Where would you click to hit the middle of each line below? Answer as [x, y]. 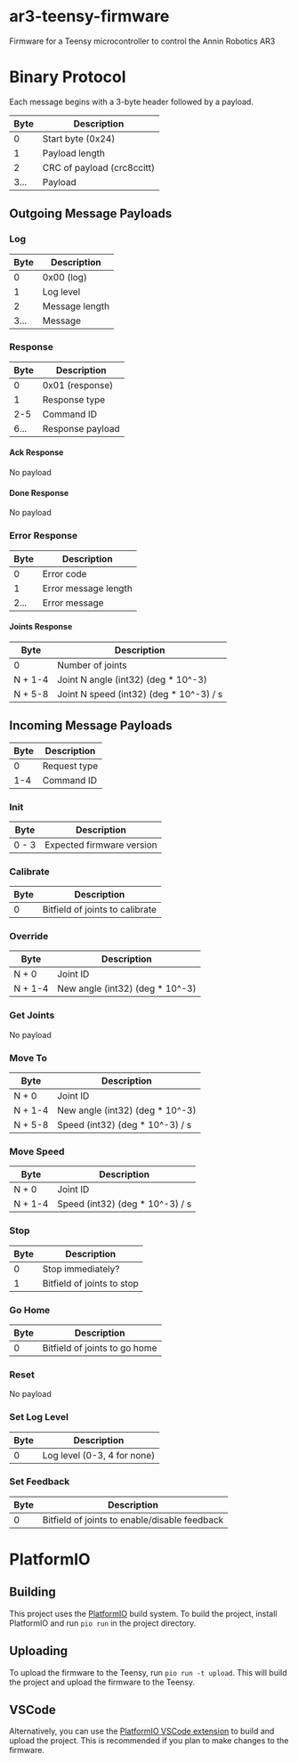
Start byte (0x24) [79, 138]
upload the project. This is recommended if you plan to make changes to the [149, 1741]
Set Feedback [40, 1482]
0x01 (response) [78, 385]
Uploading [39, 1651]
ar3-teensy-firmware [89, 16]
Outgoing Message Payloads [91, 214]
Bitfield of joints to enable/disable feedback [133, 1520]
